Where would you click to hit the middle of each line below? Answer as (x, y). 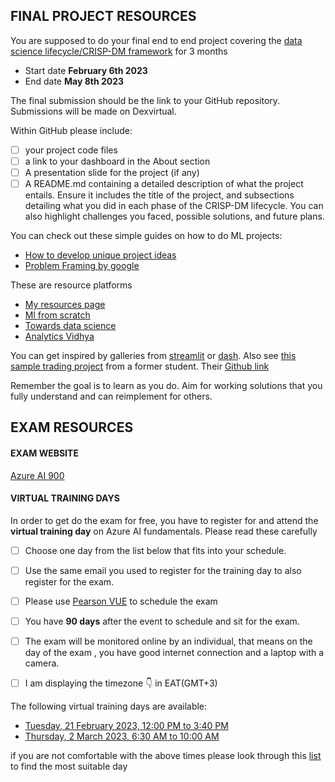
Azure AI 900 (37, 475)
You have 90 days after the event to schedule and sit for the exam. (162, 621)
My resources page (65, 305)
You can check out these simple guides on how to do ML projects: (146, 236)
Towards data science (70, 326)
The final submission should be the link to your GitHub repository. (145, 100)
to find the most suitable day (69, 766)
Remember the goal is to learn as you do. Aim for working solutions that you (166, 386)
